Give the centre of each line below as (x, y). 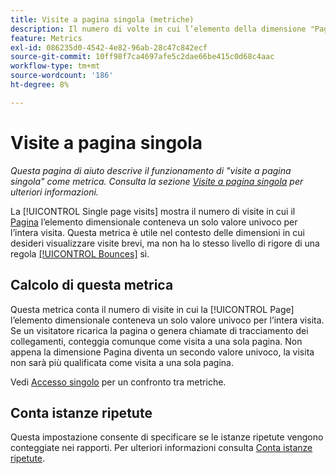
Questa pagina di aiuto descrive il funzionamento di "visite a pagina (151, 170)
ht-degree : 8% (40, 85)
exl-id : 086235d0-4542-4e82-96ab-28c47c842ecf (109, 47)
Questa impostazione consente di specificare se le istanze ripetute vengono (167, 437)
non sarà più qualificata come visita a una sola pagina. (122, 362)
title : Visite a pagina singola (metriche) (102, 19)
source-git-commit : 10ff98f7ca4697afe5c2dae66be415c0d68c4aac (142, 57)
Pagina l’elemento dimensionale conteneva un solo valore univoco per (154, 222)
